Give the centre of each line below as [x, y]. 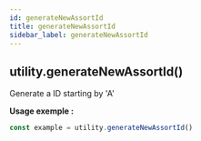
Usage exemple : [42, 111]
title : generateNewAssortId [63, 26]
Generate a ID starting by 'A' [62, 94]
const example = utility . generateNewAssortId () [101, 128]
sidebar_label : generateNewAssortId [79, 35]
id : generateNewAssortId [56, 18]
